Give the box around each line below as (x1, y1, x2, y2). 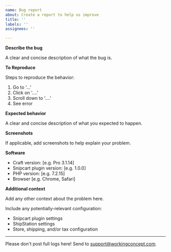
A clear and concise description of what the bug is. (5, 54, 112, 61)
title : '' (5, 17, 26, 22)
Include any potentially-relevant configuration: (5, 206, 102, 212)
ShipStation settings (12, 221, 55, 227)
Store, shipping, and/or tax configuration (12, 226, 98, 232)
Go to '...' (12, 85, 32, 91)
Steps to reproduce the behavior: (5, 74, 75, 80)
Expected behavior (5, 110, 46, 117)
